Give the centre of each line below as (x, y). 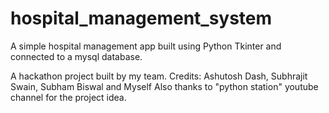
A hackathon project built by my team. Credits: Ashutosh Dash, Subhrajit (159, 76)
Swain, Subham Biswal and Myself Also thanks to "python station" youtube (164, 86)
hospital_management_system (141, 18)
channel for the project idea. (68, 97)
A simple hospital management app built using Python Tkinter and (146, 46)
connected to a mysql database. (76, 56)
